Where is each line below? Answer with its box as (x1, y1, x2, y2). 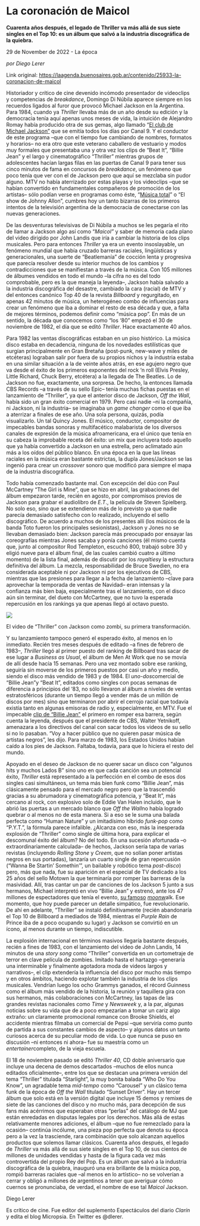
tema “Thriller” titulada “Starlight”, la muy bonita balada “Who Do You (6, 1075, 176, 1083)
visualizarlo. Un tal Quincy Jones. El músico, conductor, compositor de (6, 417, 180, 424)
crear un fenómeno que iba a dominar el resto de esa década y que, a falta (6, 304, 189, 311)
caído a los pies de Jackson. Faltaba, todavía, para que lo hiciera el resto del (6, 742, 194, 749)
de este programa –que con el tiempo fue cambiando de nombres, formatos (6, 133, 192, 141)
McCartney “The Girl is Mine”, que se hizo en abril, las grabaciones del (6, 486, 180, 493)
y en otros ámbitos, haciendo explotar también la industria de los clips (6, 975, 178, 982)
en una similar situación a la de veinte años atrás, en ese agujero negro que (6, 360, 192, 367)
